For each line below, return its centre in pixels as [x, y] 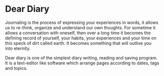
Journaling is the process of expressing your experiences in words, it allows [82, 22]
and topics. [16, 68]
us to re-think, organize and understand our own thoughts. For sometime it [80, 27]
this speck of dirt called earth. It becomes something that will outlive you [78, 43]
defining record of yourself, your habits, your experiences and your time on [81, 38]
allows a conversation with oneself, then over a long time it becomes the [78, 33]
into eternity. [18, 48]
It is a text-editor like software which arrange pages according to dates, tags [82, 63]
